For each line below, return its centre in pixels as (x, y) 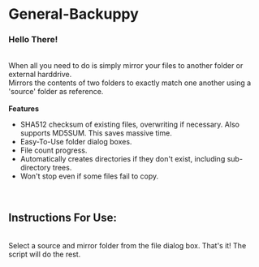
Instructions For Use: (63, 217)
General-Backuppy (74, 14)
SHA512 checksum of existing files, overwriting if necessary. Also (129, 125)
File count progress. (54, 150)
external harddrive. (40, 75)
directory (35, 168)
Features (24, 109)
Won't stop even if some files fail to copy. (89, 176)
